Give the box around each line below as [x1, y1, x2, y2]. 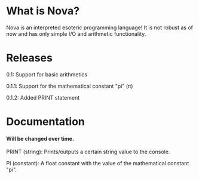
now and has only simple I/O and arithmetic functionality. [6, 30, 146, 37]
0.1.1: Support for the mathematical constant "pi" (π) [6, 82, 133, 89]
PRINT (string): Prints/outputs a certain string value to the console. [6, 148, 170, 156]
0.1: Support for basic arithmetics [6, 70, 88, 78]
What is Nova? [6, 4, 79, 18]
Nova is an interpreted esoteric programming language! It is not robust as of [6, 24, 193, 31]
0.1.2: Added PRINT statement [6, 94, 80, 101]
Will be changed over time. [6, 135, 75, 142]
